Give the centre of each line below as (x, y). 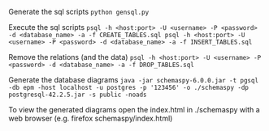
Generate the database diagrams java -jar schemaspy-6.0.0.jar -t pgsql (133, 80)
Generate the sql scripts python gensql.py (79, 12)
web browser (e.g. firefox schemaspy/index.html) (91, 118)
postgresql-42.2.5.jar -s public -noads (78, 95)
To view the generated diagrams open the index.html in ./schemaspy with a (134, 110)
